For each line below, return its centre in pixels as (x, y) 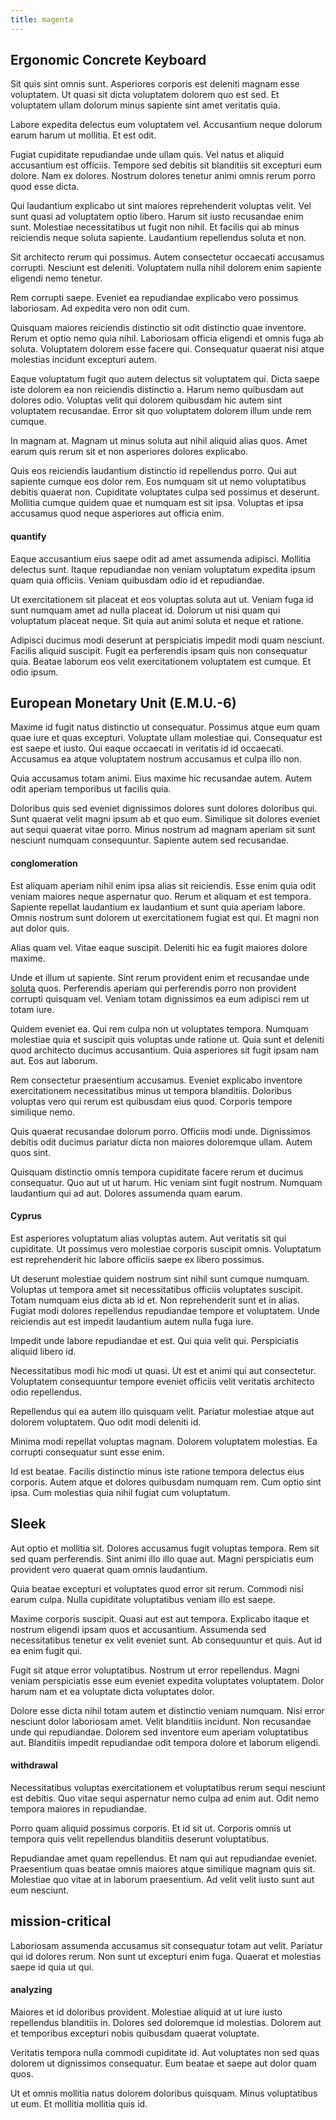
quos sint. (31, 1152)
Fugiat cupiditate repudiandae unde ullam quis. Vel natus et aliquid (147, 155)
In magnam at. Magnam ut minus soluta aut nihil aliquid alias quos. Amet (159, 441)
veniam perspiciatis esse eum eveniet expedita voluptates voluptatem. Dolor (167, 1680)
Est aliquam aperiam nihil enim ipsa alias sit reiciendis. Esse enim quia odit (163, 885)
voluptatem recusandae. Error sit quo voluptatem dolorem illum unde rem (161, 411)
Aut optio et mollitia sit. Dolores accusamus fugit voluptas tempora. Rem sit (165, 1548)
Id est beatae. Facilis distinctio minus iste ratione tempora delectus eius (157, 1471)
